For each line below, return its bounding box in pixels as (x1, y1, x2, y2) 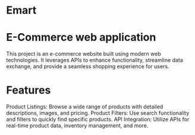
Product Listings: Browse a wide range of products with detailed (6, 103, 163, 110)
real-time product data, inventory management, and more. (6, 122, 149, 129)
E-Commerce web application (6, 31, 156, 44)
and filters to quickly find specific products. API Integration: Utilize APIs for (6, 116, 190, 123)
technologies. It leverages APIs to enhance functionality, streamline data (6, 57, 183, 64)
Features (6, 83, 51, 97)
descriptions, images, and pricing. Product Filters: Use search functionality (6, 110, 190, 117)
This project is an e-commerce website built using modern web (6, 50, 162, 57)
